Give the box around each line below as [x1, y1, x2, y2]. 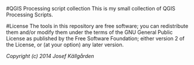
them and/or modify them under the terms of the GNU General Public [6, 29, 173, 36]
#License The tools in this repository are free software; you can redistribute [6, 23, 189, 29]
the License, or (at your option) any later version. [6, 41, 124, 48]
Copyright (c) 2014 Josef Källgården [6, 53, 94, 59]
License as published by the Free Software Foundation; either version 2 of [6, 35, 185, 42]
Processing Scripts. [6, 11, 53, 18]
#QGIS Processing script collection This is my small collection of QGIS [6, 5, 176, 12]
